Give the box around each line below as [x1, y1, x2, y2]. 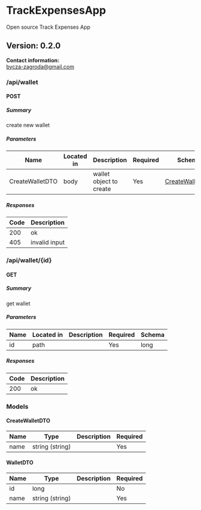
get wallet [6, 300, 31, 307]
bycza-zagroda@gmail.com [6, 63, 75, 70]
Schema [140, 330, 165, 339]
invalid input [31, 238, 65, 247]
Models [6, 402, 29, 411]
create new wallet [6, 122, 50, 129]
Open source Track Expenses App [6, 23, 91, 31]
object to [92, 177, 118, 186]
